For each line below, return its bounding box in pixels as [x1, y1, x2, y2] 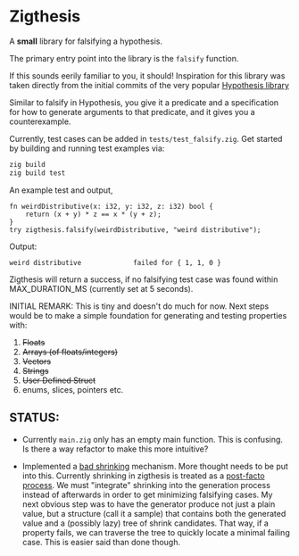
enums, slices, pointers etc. [21, 384, 124, 394]
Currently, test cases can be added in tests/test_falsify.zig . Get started [9, 133, 283, 144]
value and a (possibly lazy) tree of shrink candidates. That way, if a [21, 518, 270, 528]
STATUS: [9, 411, 60, 426]
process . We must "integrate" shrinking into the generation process [21, 479, 270, 490]
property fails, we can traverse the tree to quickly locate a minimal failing [21, 527, 290, 537]
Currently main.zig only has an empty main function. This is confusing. [21, 434, 284, 444]
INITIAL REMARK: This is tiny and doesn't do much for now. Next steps [9, 301, 270, 311]
